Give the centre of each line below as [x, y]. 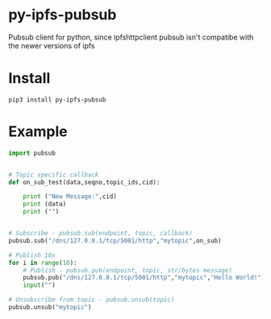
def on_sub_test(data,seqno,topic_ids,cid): [84, 182]
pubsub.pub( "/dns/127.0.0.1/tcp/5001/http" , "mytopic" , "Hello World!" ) [144, 278]
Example [38, 132]
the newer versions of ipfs [52, 45]
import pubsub [32, 153]
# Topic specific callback [54, 175]
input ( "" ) [40, 285]
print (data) [45, 204]
